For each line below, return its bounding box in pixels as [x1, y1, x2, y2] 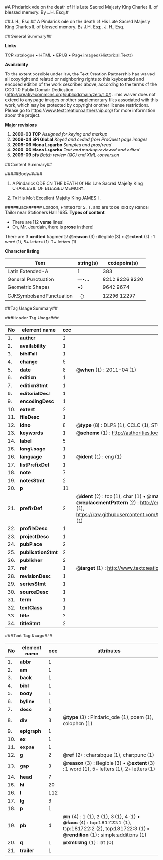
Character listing [5, 248, 40, 254]
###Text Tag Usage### [5, 633, 53, 638]
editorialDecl [20, 390, 50, 396]
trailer [20, 847, 34, 854]
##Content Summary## [5, 162, 52, 167]
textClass [20, 604, 43, 611]
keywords [20, 430, 44, 436]
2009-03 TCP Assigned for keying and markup [12, 131, 108, 137]
